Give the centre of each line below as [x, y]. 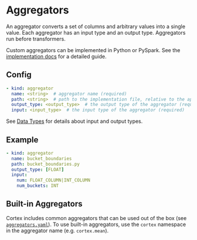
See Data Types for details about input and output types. [74, 121]
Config [19, 75]
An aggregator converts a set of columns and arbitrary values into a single [96, 26]
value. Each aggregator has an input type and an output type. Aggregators [96, 32]
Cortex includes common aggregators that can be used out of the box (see [96, 218]
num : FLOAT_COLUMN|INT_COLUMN [54, 180]
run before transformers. [36, 39]
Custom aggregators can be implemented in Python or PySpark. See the [93, 50]
